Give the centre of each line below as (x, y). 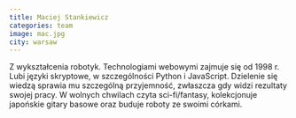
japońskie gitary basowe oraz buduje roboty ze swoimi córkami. (126, 104)
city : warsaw (33, 42)
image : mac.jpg (37, 33)
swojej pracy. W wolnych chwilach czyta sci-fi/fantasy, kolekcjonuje (133, 95)
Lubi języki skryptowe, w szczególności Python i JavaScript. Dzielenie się (144, 77)
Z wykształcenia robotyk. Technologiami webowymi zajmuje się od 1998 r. (144, 67)
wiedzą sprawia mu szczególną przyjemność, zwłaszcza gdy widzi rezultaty (148, 85)
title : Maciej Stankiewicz (59, 17)
